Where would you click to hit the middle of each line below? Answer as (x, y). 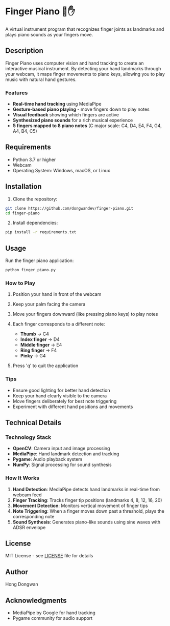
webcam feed (27, 495)
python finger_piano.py (31, 270)
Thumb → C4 (35, 334)
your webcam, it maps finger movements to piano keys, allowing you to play (85, 74)
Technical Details (33, 422)
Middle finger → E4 (41, 345)
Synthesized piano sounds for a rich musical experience (73, 120)
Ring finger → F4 (39, 350)
